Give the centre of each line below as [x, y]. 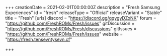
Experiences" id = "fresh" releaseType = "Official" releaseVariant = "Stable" [84, 13]
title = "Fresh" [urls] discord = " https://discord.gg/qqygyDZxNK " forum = [81, 18]
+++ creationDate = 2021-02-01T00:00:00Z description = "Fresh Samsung [83, 7]
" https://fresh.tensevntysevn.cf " [39, 39]
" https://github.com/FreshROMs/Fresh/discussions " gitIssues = [71, 29]
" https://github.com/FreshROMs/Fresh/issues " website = [64, 34]
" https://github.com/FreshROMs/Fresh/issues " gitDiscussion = [70, 23]
